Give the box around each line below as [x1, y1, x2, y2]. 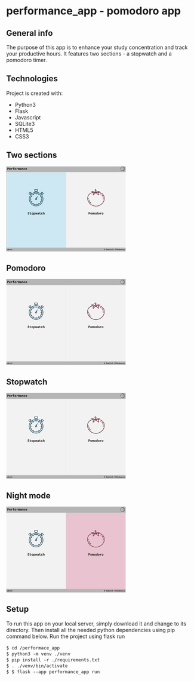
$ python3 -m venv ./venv [6, 651, 70, 657]
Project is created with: [6, 90, 63, 97]
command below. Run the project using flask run [6, 633, 125, 640]
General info [6, 28, 53, 38]
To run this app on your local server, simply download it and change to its [6, 620, 187, 627]
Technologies [6, 73, 58, 84]
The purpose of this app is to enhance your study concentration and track [6, 44, 188, 51]
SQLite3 [14, 120, 35, 127]
